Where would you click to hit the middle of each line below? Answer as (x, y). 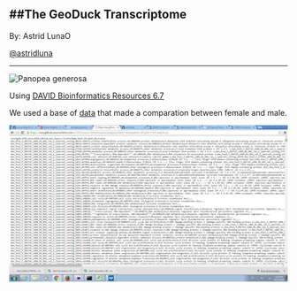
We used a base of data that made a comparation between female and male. (148, 112)
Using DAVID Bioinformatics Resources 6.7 (87, 96)
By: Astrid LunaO (40, 35)
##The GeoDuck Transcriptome (98, 15)
